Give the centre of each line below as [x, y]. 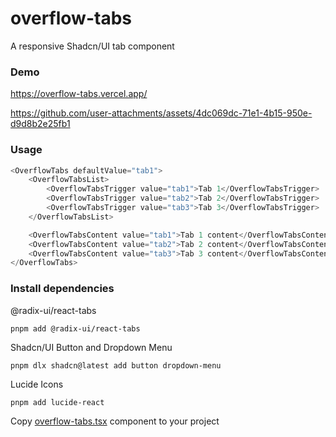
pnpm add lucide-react [57, 402]
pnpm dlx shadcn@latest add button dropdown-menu [116, 365]
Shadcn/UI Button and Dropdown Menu [91, 347]
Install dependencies [62, 289]
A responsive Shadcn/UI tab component [92, 46]
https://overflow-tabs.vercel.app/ [79, 94]
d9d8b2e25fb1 [40, 124]
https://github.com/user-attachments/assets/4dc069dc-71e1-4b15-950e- [161, 113]
